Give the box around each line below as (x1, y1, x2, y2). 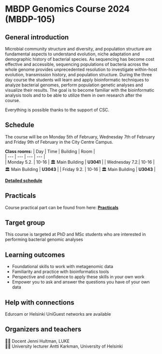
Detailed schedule (5, 177, 43, 183)
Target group (5, 219, 45, 227)
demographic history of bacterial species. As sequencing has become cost (5, 56, 155, 62)
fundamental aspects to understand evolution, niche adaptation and (5, 51, 140, 57)
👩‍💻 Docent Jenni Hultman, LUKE (5, 338, 70, 344)
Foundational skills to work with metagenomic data (12, 264, 114, 270)
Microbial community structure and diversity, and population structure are (5, 46, 152, 51)
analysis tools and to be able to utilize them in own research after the (5, 92, 142, 98)
